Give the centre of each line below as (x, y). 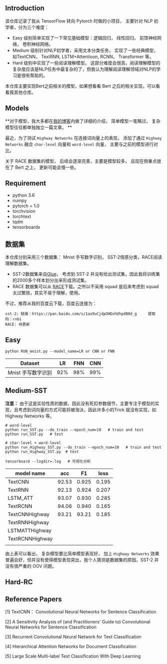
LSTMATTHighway (30, 530)
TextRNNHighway (28, 522)
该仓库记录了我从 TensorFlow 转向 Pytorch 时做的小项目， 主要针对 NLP (79, 21)
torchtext (22, 217)
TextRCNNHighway (30, 538)
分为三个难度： (33, 27)
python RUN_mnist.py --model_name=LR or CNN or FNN (60, 352)
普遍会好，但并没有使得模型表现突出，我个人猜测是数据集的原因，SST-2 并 (82, 559)
